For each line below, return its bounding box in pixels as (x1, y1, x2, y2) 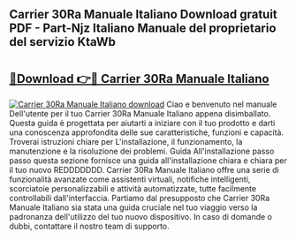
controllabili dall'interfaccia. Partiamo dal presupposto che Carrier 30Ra (9, 193, 270, 203)
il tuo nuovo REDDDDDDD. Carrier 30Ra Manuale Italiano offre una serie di (9, 165, 280, 175)
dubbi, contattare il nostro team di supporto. (9, 221, 170, 231)
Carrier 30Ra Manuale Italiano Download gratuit (9, 7, 278, 22)
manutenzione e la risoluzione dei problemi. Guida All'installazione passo (9, 146, 275, 156)
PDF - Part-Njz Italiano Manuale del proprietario (9, 21, 277, 36)
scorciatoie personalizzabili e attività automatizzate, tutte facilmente (9, 184, 257, 193)
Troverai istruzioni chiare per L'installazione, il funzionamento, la (9, 137, 243, 146)
